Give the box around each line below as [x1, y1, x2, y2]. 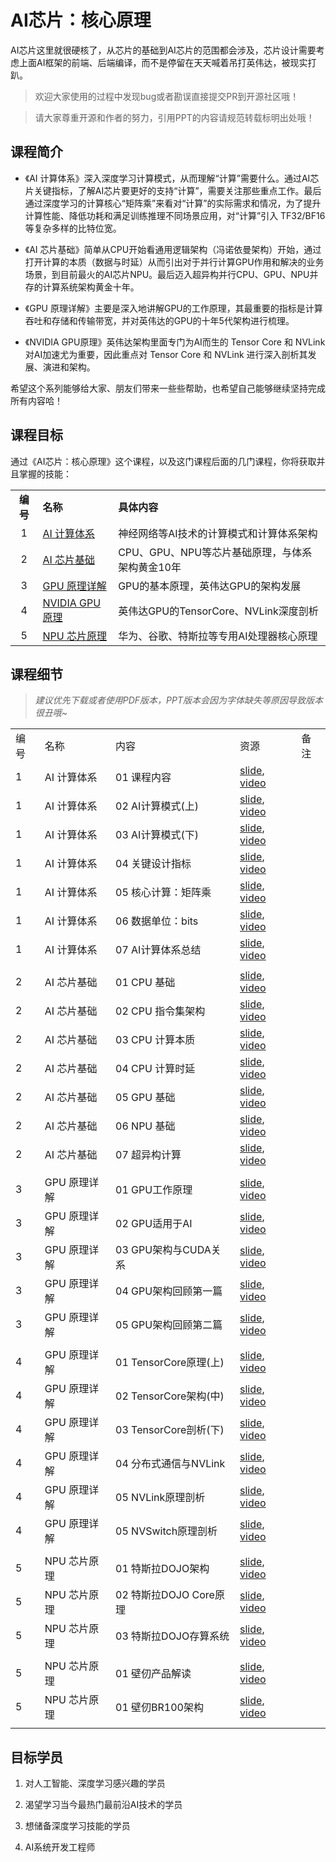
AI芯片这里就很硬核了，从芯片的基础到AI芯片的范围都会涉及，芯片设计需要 [10, 44, 317, 56]
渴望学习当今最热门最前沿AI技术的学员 [24, 1799, 183, 1811]
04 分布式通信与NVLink [115, 1457, 226, 1471]
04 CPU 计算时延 [115, 1062, 196, 1076]
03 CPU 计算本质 [115, 1033, 196, 1047]
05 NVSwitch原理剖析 [115, 1524, 218, 1538]
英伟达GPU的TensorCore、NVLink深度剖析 [118, 604, 319, 618]
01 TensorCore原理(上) [115, 1356, 225, 1370]
